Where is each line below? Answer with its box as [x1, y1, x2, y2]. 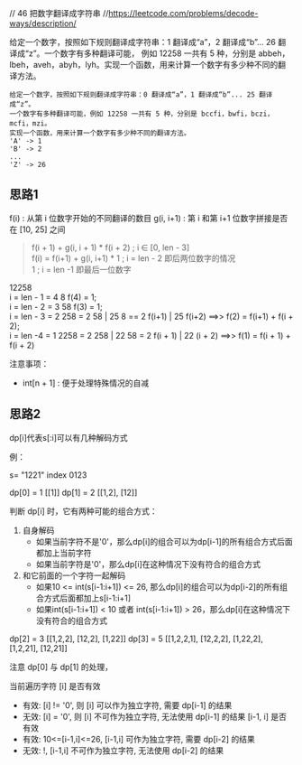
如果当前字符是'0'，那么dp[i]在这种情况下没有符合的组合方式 [35, 558, 261, 569]
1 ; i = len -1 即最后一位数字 [31, 264, 132, 275]
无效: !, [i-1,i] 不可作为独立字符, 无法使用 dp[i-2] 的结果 [22, 744, 224, 756]
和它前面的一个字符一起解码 [22, 570, 126, 581]
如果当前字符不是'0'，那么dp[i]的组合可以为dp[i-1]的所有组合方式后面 [35, 536, 293, 546]
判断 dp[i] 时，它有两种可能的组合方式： [9, 505, 158, 517]
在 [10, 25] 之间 [9, 224, 66, 235]
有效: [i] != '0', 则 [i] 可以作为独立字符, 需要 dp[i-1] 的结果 [22, 699, 233, 711]
